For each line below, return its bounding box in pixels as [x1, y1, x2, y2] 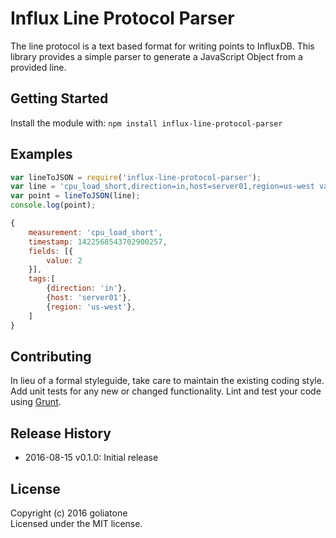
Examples [10, 146, 73, 163]
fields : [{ [28, 246, 74, 256]
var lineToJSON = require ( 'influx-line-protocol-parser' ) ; [10, 172, 262, 182]
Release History [10, 425, 112, 442]
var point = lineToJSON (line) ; [10, 191, 141, 201]
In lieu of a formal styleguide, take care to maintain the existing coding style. [10, 375, 325, 387]
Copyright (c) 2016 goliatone [10, 507, 128, 519]
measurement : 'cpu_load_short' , [28, 227, 163, 237]
